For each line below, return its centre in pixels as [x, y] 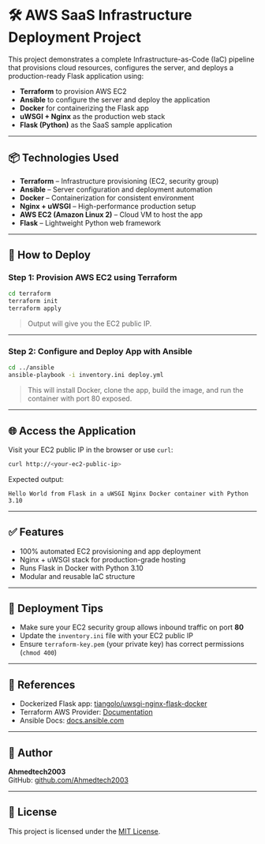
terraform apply [35, 308]
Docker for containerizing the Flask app [84, 108]
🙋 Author [30, 753]
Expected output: [36, 479]
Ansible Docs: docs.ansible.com [72, 721]
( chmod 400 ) [38, 652]
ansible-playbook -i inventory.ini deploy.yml [86, 375]
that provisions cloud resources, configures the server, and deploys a [121, 67]
